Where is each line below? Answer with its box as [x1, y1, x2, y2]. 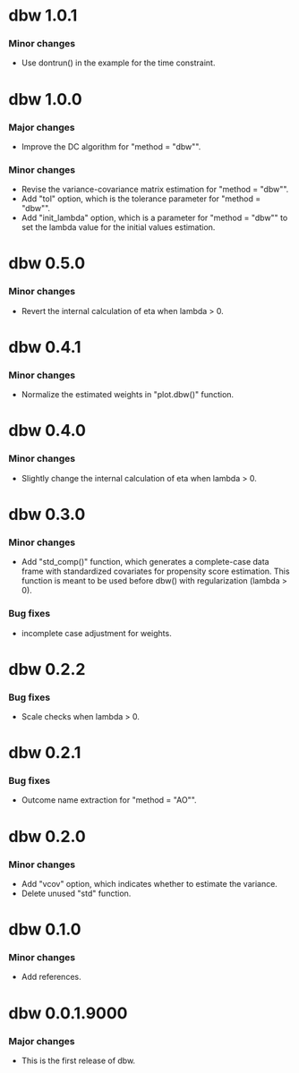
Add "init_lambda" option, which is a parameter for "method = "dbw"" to [21, 212, 288, 224]
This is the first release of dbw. [21, 1055, 136, 1066]
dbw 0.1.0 [8, 919, 81, 940]
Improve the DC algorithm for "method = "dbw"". [21, 141, 201, 152]
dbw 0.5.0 [8, 253, 86, 274]
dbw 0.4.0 [8, 421, 87, 441]
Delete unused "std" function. [21, 888, 132, 898]
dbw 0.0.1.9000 [8, 1003, 128, 1023]
